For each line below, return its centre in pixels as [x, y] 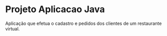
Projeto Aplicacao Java [55, 9]
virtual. [12, 28]
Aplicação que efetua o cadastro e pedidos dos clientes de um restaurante [83, 23]
